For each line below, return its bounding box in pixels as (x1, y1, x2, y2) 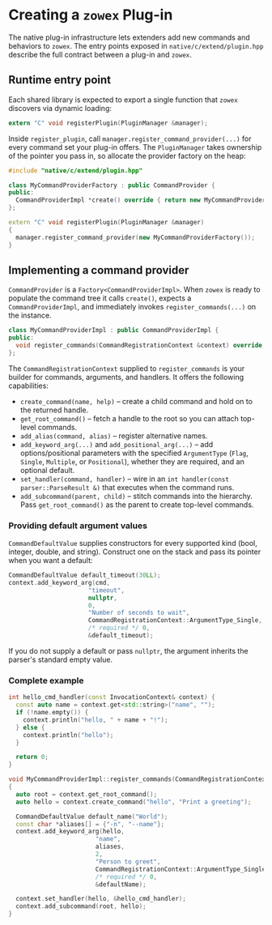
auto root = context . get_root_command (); (15, 790, 158, 799)
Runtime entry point (8, 73, 112, 87)
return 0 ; (15, 753, 49, 761)
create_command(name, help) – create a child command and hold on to (19, 396, 253, 406)
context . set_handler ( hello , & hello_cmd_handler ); (15, 895, 186, 903)
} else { (15, 723, 45, 731)
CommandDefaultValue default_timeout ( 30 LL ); (8, 571, 161, 580)
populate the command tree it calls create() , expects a (8, 293, 192, 303)
